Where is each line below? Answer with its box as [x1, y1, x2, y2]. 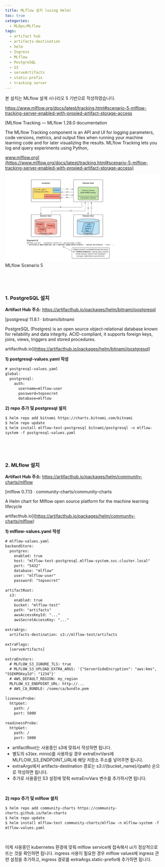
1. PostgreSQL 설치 [5, 294, 50, 301]
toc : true [5, 13, 26, 18]
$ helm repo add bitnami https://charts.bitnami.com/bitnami [5, 416, 133, 421]
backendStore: [5, 544, 34, 549]
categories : [5, 18, 29, 23]
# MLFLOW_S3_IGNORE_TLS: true [9, 662, 71, 667]
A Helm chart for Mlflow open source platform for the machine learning [5, 498, 149, 504]
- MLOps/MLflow [9, 24, 41, 29]
